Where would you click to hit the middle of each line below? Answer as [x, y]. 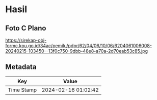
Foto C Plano [26, 28]
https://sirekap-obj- [26, 40]
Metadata [21, 67]
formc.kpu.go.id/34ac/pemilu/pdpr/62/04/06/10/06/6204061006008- [78, 46]
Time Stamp [22, 90]
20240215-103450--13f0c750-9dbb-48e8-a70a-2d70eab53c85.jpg [77, 51]
